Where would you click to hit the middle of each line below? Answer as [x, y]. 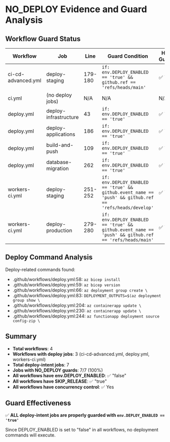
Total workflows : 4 [33, 348]
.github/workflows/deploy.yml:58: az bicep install [66, 279]
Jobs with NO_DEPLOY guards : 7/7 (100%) [58, 370]
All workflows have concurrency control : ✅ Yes [63, 387]
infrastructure [62, 117]
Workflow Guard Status [43, 39]
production [59, 230]
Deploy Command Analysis [49, 257]
